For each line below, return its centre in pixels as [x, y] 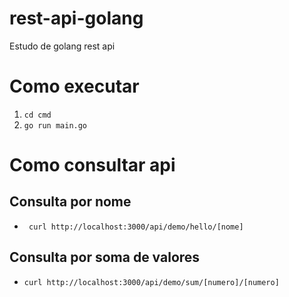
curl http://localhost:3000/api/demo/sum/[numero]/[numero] [151, 282]
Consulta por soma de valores [105, 257]
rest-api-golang [76, 18]
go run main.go [55, 125]
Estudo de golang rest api [62, 46]
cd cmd [37, 115]
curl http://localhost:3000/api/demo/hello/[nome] [136, 227]
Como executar [74, 86]
